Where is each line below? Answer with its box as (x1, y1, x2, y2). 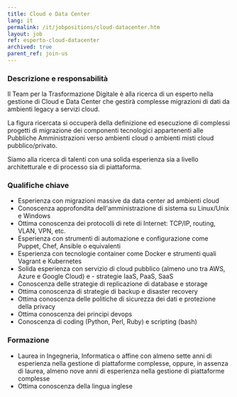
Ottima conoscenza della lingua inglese (17, 381, 133, 390)
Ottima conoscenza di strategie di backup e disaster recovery (17, 287, 199, 296)
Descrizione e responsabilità (7, 73, 109, 83)
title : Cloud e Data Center (7, 10, 91, 18)
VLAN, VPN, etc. (17, 227, 66, 235)
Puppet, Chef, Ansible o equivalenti (17, 242, 121, 250)
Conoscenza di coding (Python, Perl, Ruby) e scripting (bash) (17, 317, 197, 326)
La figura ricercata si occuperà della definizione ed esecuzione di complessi (7, 119, 231, 127)
